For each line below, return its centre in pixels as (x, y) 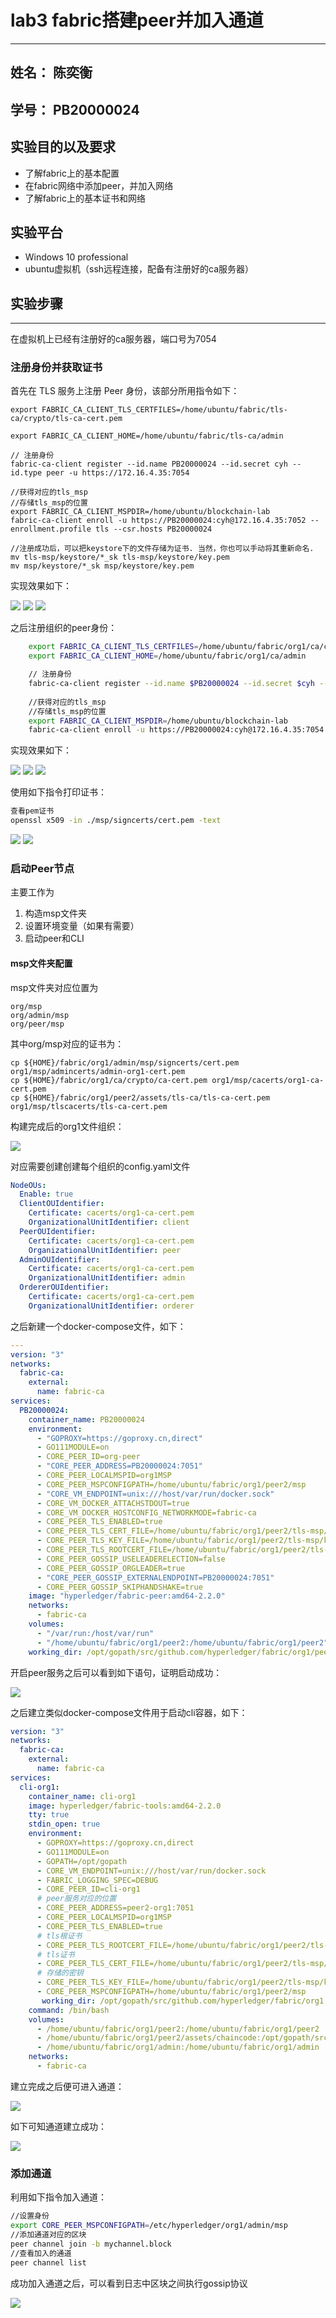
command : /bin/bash (69, 2010)
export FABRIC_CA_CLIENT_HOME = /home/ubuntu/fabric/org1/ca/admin (167, 656)
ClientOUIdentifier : (62, 1204)
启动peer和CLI (54, 938)
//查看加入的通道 (41, 2253)
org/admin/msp (40, 1015)
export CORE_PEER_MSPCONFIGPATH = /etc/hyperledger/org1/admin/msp (149, 2226)
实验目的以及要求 (63, 147)
